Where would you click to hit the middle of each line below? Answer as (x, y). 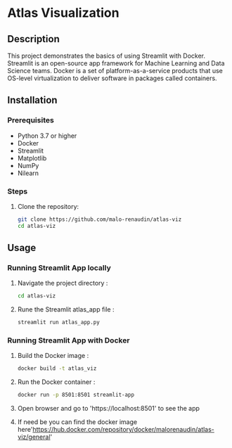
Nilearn (28, 173)
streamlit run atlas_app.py (58, 322)
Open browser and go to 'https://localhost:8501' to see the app (109, 409)
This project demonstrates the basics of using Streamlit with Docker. (107, 56)
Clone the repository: (48, 206)
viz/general (34, 437)
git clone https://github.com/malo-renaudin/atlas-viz (99, 219)
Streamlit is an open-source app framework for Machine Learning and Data (116, 63)
